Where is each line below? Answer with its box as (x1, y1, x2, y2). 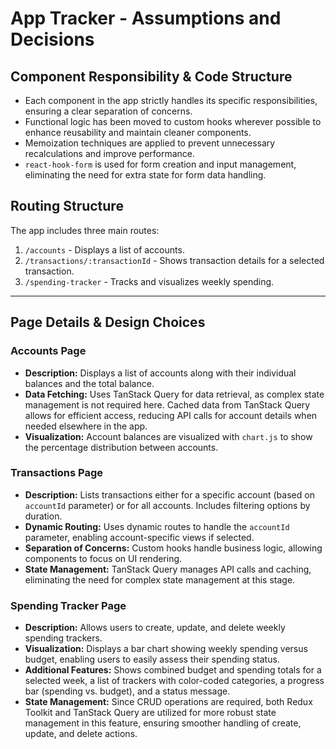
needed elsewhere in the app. (24, 420, 148, 432)
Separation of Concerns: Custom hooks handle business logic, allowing (24, 542, 323, 554)
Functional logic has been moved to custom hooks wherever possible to (24, 116, 322, 127)
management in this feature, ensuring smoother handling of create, (24, 717, 302, 729)
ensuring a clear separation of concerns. (24, 105, 193, 117)
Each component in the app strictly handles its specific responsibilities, (24, 95, 318, 106)
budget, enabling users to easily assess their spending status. (24, 653, 280, 666)
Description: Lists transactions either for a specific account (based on (24, 488, 315, 501)
